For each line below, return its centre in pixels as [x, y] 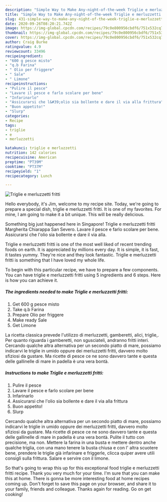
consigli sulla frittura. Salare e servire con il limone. [57, 458]
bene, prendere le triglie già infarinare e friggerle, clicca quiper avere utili [80, 453]
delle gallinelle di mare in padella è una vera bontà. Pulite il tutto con [75, 437]
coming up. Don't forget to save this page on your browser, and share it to [81, 484]
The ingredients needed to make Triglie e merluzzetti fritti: [67, 292]
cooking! [14, 495]
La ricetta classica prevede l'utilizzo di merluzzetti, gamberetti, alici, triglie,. [82, 335]
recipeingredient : [24, 56]
